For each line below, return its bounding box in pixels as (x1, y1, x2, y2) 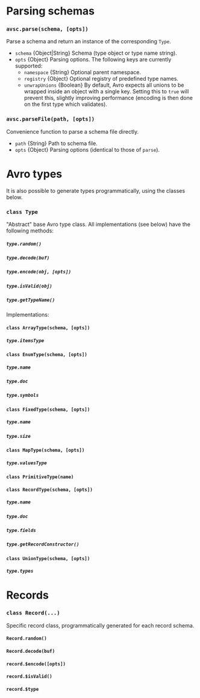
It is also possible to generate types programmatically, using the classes (6, 187, 186, 194)
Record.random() (6, 635, 47, 642)
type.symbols (6, 393, 39, 399)
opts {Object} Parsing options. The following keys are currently (14, 56, 172, 63)
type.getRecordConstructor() (6, 541, 80, 547)
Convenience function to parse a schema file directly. (6, 128, 139, 135)
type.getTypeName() (6, 297, 55, 304)
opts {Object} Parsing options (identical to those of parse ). (14, 146, 160, 153)
